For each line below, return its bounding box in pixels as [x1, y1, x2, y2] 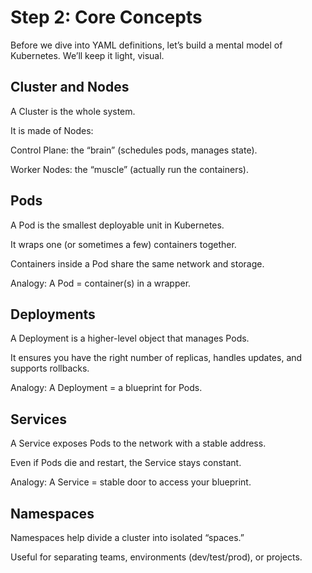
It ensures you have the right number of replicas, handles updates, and [10, 352, 303, 364]
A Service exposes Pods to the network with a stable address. [10, 437, 267, 450]
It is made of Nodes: [10, 124, 94, 136]
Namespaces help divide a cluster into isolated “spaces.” [10, 532, 245, 543]
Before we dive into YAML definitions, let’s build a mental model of [10, 39, 283, 51]
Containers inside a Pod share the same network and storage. [10, 257, 265, 270]
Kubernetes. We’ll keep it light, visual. [10, 49, 165, 61]
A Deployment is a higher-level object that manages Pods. [10, 332, 250, 345]
